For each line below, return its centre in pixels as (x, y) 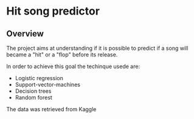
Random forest (34, 97)
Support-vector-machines (48, 84)
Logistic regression (39, 78)
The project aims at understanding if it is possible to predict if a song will (97, 48)
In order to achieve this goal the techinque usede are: (73, 66)
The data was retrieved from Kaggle (51, 109)
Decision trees (33, 91)
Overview (25, 34)
